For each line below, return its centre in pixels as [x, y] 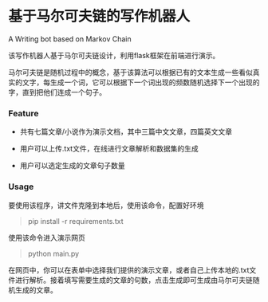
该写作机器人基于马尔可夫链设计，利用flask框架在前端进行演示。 [114, 55]
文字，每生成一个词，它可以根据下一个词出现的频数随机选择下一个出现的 [141, 82]
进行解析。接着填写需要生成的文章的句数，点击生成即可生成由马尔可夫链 [134, 280]
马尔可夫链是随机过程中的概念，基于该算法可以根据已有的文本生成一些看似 [130, 72]
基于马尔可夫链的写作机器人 [99, 16]
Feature [24, 113]
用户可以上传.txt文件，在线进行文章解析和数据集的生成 [109, 149]
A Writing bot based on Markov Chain [70, 39]
